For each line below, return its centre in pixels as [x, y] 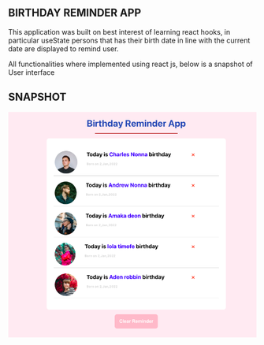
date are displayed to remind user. [63, 48]
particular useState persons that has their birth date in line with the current [129, 40]
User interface [32, 72]
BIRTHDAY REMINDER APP [75, 13]
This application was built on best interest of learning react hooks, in [119, 32]
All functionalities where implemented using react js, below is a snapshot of [131, 64]
